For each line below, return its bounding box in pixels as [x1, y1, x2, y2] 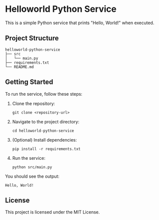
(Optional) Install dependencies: [12, 137, 77, 143]
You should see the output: [5, 173, 60, 179]
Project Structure [5, 34, 59, 42]
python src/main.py [12, 164, 53, 170]
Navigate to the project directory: [12, 118, 79, 124]
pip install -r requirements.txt [12, 147, 81, 151]
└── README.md [5, 64, 34, 70]
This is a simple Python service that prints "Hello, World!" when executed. [5, 20, 155, 26]
